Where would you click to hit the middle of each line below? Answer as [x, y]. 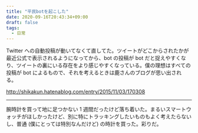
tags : [13, 28]
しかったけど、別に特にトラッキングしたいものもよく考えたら [106, 117]
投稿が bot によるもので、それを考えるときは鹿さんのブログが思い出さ [91, 73]
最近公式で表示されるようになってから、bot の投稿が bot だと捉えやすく [94, 58]
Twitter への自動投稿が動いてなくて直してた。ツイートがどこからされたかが [98, 51]
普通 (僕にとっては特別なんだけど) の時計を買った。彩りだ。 [89, 124]
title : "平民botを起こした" [37, 11]
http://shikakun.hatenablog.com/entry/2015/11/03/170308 [76, 92]
